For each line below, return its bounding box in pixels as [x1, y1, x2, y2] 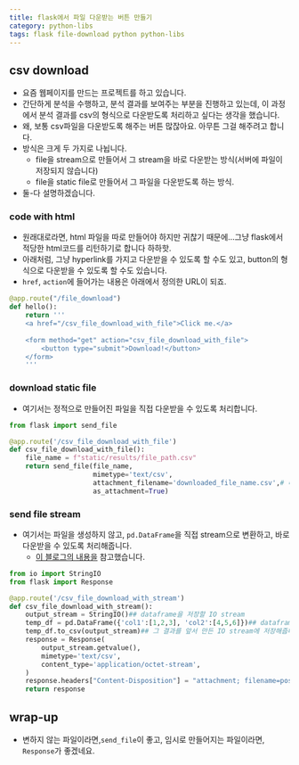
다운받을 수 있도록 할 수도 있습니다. [45, 265, 167, 276]
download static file [9, 382, 97, 394]
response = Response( [25, 635, 105, 645]
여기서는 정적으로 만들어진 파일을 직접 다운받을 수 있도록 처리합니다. [21, 403, 258, 414]
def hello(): [9, 302, 58, 312]
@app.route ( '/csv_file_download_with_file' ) [9, 437, 177, 446]
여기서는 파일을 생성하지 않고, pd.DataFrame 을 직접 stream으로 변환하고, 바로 [21, 529, 290, 539]
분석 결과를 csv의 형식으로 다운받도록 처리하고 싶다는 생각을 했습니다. [38, 110, 280, 120]
